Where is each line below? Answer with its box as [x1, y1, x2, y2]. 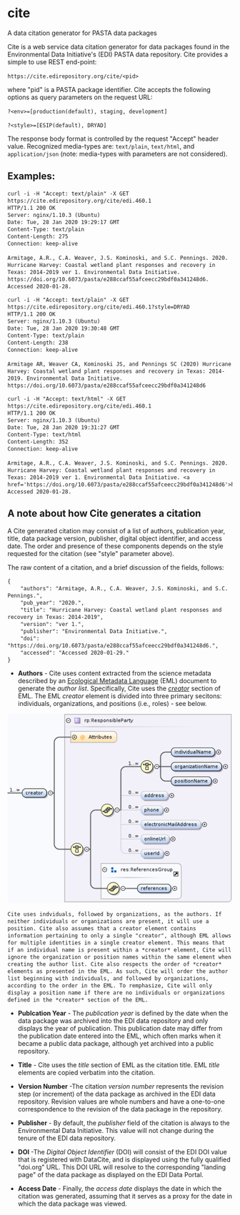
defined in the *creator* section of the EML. [7, 997, 149, 1004]
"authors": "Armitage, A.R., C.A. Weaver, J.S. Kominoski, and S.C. [20, 585, 229, 592]
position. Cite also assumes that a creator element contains [7, 925, 196, 932]
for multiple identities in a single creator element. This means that [7, 939, 225, 947]
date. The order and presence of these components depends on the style [7, 541, 224, 550]
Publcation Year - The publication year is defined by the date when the [17, 1009, 229, 1018]
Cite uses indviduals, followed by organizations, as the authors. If [7, 911, 222, 918]
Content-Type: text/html [7, 430, 81, 438]
